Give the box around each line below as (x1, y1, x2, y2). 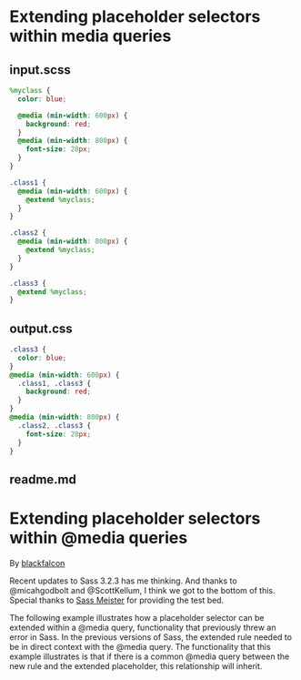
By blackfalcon (9, 557, 65, 568)
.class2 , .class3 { (17, 421, 92, 430)
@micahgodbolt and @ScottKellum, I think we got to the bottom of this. (9, 584, 276, 595)
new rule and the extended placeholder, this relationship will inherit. (9, 660, 263, 671)
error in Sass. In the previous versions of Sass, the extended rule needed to (9, 631, 293, 643)
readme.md (9, 472, 77, 487)
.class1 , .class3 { (17, 379, 92, 388)
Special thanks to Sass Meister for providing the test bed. (9, 594, 225, 605)
